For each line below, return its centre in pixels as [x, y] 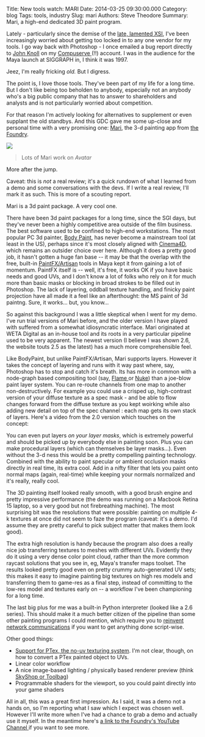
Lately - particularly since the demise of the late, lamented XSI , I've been [98, 34]
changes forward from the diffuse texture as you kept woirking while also [98, 404]
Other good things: [30, 639]
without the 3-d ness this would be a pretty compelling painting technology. [101, 455]
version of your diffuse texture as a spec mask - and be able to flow [92, 398]
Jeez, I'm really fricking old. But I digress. [59, 72]
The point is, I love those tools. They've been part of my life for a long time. [101, 83]
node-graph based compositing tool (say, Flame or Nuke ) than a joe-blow [99, 378]
